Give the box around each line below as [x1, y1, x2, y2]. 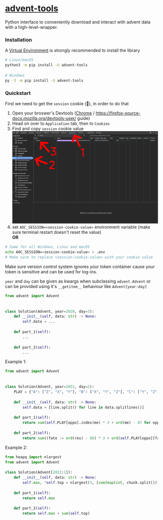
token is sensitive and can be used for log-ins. [5, 269, 98, 274]
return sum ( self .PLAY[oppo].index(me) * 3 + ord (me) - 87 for [22, 420, 151, 425]
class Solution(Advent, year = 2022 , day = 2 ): [5, 385, 95, 389]
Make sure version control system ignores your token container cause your [5, 264, 155, 270]
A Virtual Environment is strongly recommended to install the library [5, 47, 140, 54]
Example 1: [5, 359, 27, 365]
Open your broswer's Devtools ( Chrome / [12, 110, 95, 116]
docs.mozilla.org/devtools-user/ [12, 115, 77, 121]
